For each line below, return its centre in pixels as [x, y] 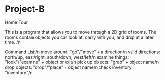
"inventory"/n [19, 72]
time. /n [13, 42]
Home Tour [16, 22]
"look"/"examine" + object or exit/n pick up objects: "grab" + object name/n [82, 62]
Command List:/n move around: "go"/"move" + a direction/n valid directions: [82, 52]
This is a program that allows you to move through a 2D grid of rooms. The [81, 32]
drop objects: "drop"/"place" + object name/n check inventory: [69, 67]
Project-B [25, 9]
